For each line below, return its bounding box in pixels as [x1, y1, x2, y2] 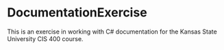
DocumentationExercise [7, 5, 147, 21]
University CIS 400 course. [7, 34, 84, 42]
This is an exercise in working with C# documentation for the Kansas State [7, 27, 217, 36]
